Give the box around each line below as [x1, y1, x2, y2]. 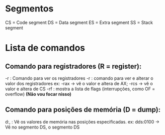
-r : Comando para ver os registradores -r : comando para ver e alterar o [5, 75, 154, 81]
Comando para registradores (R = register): [5, 62, 142, 70]
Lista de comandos [5, 42, 85, 54]
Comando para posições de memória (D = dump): [5, 106, 161, 114]
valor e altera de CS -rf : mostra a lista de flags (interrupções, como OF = [5, 86, 155, 92]
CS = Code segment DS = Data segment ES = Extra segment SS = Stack [5, 19, 153, 25]
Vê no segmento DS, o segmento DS [5, 124, 80, 130]
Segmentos [5, 3, 54, 14]
